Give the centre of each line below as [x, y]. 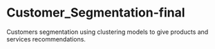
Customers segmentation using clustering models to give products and [107, 32]
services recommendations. [46, 39]
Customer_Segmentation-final [96, 13]
